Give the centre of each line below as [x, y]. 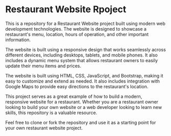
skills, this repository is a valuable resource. [51, 113]
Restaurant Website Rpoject [66, 9]
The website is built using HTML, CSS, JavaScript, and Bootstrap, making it [84, 75]
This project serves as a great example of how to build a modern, [74, 96]
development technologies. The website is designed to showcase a [76, 29]
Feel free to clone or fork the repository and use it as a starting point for [81, 122]
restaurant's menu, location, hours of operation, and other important [77, 34]
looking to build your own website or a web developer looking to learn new [84, 107]
